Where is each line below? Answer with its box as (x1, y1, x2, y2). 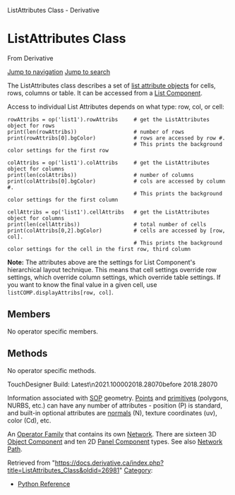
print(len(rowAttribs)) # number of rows (7, 128, 185, 135)
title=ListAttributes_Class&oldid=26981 (7, 465, 120, 475)
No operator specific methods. (7, 366, 97, 374)
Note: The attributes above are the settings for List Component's (7, 257, 196, 267)
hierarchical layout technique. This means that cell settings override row (7, 265, 217, 274)
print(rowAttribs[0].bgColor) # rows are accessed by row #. (7, 134, 226, 142)
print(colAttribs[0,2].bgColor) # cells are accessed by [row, (7, 227, 226, 234)
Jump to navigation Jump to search (7, 67, 111, 76)
